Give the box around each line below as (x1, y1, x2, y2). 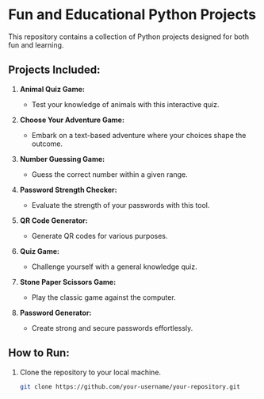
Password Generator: (19, 308, 92, 317)
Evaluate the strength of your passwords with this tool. (31, 200, 210, 209)
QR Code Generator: (19, 216, 89, 225)
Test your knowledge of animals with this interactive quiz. (31, 99, 220, 109)
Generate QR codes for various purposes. (31, 231, 168, 240)
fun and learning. (8, 40, 64, 49)
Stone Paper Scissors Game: (19, 277, 117, 286)
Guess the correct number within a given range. (31, 169, 188, 179)
